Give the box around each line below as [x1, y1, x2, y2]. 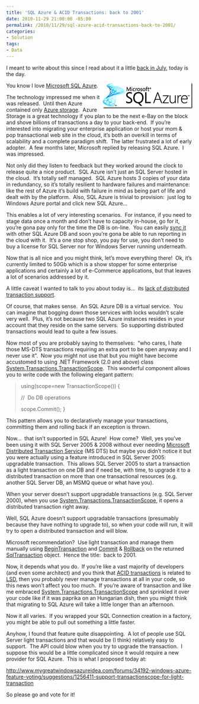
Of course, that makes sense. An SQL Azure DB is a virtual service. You [6, 302, 183, 310]
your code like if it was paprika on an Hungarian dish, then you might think [6, 594, 188, 601]
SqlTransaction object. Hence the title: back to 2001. [6, 551, 137, 558]
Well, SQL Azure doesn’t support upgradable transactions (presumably [6, 514, 179, 522]
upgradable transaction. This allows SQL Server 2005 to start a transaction [6, 460, 191, 467]
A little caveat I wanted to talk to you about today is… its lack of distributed [6, 285, 190, 292]
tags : [6, 41, 20, 47]
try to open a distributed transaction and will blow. [6, 527, 129, 534]
